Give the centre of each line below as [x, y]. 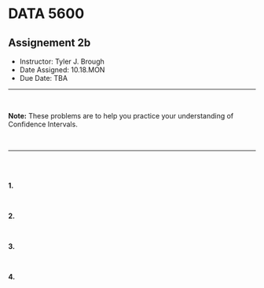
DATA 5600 [46, 14]
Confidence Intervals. [43, 124]
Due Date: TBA [44, 78]
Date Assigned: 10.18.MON [62, 70]
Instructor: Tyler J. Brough [62, 61]
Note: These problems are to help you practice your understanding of [121, 116]
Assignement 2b [49, 43]
